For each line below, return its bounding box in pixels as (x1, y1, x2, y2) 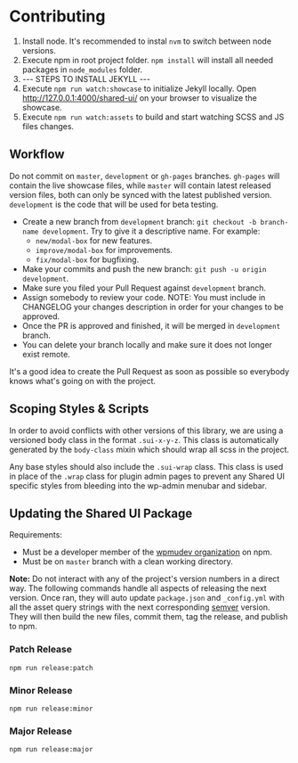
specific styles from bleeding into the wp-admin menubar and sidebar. (9, 480, 268, 491)
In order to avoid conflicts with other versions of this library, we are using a (9, 425, 284, 436)
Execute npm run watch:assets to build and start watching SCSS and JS (21, 111, 285, 122)
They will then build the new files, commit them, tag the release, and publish (9, 611, 288, 622)
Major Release (9, 725, 73, 737)
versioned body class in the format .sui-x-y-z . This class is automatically (9, 434, 279, 445)
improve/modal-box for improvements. (35, 244, 173, 255)
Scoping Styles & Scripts (9, 401, 149, 416)
